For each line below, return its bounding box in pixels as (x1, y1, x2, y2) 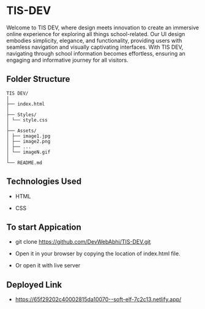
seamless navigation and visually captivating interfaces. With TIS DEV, (6, 43, 184, 51)
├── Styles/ (6, 111, 37, 118)
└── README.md (6, 159, 43, 165)
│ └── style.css (6, 117, 48, 123)
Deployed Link (6, 279, 62, 290)
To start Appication (6, 222, 81, 232)
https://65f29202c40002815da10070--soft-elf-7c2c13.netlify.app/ (15, 296, 182, 303)
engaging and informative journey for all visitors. (6, 56, 129, 64)
